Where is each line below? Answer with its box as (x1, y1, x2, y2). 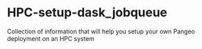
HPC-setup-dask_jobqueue (7, 5, 168, 20)
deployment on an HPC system (7, 34, 94, 42)
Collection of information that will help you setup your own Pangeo (7, 27, 195, 35)
